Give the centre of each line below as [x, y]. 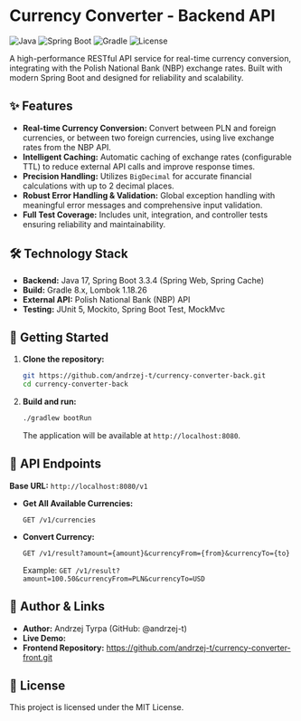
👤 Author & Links [57, 606]
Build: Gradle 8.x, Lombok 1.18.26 [85, 290]
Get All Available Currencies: [78, 503]
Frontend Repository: [63, 648]
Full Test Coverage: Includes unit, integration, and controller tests [145, 215]
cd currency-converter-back [75, 385]
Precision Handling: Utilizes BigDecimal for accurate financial [137, 176]
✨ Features [41, 106]
